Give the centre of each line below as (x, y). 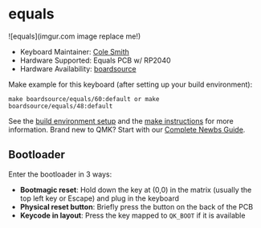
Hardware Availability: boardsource (78, 68)
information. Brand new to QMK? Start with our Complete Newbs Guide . (127, 129)
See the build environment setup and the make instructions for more (121, 120)
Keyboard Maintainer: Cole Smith (75, 51)
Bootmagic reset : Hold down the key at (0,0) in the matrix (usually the (136, 189)
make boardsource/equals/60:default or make (84, 99)
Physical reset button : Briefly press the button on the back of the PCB (137, 206)
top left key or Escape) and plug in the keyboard (99, 198)
